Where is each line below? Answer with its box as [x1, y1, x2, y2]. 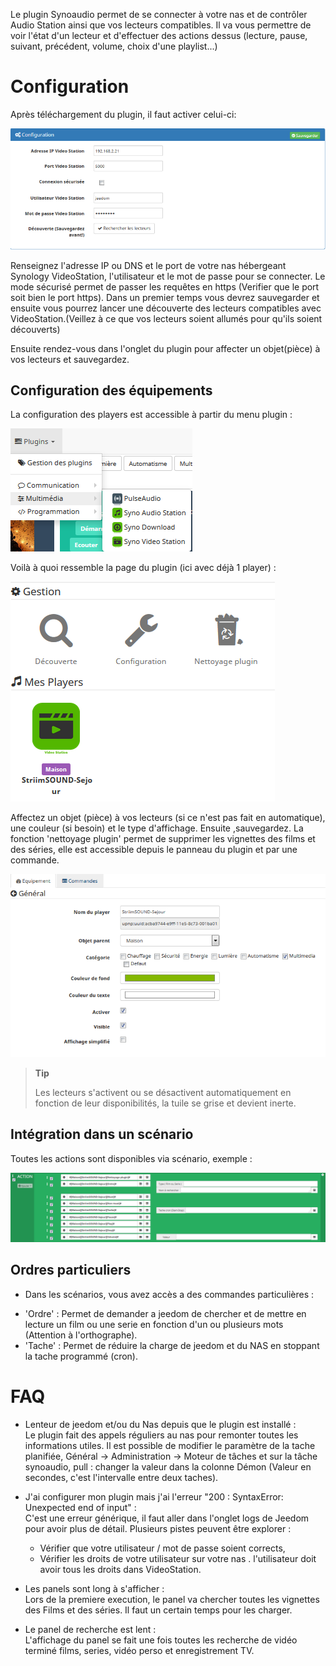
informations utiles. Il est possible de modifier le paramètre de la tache [24, 1439, 316, 1451]
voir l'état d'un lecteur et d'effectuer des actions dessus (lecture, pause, [10, 30, 308, 41]
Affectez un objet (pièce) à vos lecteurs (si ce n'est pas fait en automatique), [10, 812, 326, 824]
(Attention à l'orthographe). [24, 1329, 138, 1341]
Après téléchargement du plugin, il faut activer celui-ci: [10, 108, 237, 120]
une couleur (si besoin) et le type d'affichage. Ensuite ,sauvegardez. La [10, 822, 304, 834]
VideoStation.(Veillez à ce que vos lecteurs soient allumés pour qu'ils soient [10, 312, 323, 324]
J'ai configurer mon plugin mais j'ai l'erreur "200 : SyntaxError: [24, 1490, 284, 1503]
